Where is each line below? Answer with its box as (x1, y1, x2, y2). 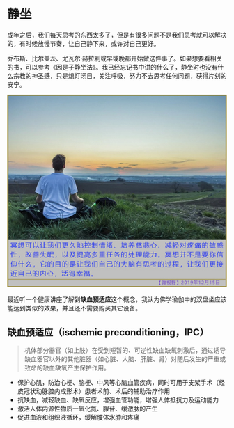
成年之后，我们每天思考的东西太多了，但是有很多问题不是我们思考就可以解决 (7, 31, 227, 39)
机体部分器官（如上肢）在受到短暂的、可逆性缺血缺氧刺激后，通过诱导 (24, 346, 226, 355)
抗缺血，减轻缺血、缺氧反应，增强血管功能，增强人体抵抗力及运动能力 (17, 396, 219, 404)
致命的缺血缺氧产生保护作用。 (24, 363, 110, 372)
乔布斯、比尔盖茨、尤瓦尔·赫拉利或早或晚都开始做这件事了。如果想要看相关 (7, 54, 223, 63)
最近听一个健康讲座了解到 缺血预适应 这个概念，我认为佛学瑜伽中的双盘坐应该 (7, 295, 227, 303)
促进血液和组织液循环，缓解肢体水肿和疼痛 (17, 413, 140, 422)
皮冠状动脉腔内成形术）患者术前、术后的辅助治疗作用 (17, 387, 171, 395)
